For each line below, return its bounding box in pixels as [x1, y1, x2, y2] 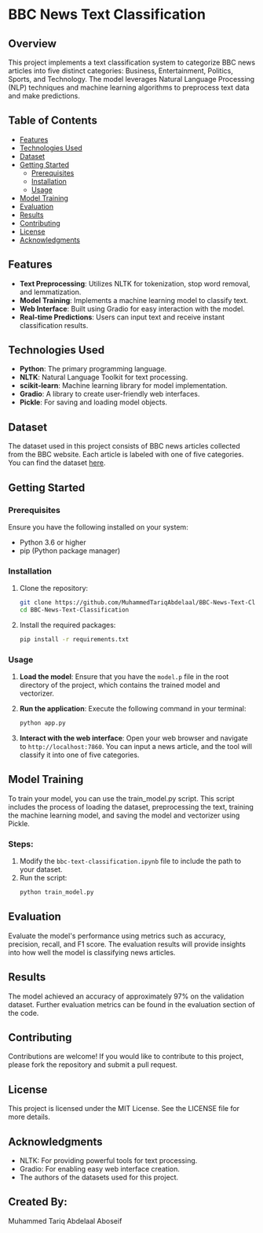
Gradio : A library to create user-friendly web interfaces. [19, 389, 200, 399]
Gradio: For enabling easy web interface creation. [19, 1165, 181, 1174]
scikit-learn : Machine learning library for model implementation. [19, 381, 228, 390]
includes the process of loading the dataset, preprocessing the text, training [8, 802, 254, 811]
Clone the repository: [19, 584, 89, 593]
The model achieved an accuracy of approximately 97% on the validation [8, 991, 245, 1001]
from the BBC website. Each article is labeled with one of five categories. [8, 450, 244, 460]
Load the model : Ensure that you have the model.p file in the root [19, 672, 229, 681]
